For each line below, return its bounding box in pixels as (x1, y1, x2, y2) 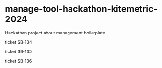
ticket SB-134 (5, 39, 32, 45)
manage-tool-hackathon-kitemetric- (5, 3, 158, 15)
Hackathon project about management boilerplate (5, 30, 106, 35)
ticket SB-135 (5, 49, 32, 54)
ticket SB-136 (5, 58, 32, 64)
